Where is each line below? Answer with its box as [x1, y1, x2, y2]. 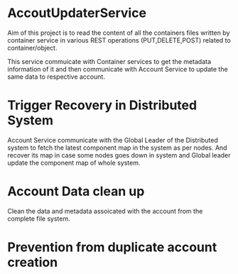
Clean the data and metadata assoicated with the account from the [7, 207, 203, 215]
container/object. [7, 43, 58, 52]
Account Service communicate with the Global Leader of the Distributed [7, 136, 219, 144]
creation [7, 254, 58, 270]
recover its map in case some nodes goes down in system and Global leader [7, 150, 231, 159]
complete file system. [7, 214, 70, 223]
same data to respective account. [7, 72, 105, 81]
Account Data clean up [7, 183, 145, 199]
